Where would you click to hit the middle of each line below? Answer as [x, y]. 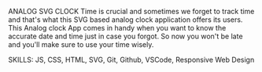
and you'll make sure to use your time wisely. [81, 45]
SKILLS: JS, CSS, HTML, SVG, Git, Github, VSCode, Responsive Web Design [131, 59]
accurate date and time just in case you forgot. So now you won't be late [125, 36]
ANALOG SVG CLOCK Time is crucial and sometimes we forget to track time [131, 11]
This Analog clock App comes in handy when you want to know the [117, 28]
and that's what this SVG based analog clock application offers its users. [125, 20]
